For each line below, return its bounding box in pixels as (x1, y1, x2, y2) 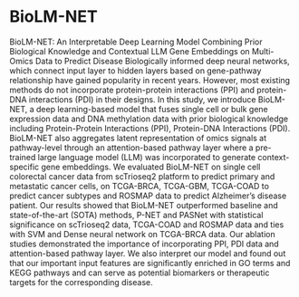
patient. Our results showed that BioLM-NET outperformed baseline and (9, 199, 278, 210)
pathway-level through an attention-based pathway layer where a (9, 142, 254, 153)
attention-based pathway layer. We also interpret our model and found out (9, 247, 286, 259)
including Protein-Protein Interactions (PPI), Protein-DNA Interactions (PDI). (9, 122, 291, 133)
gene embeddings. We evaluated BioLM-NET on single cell (41, 161, 261, 172)
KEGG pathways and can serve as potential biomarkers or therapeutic (9, 267, 270, 278)
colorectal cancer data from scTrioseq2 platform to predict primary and (9, 170, 275, 182)
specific (9, 161, 40, 172)
